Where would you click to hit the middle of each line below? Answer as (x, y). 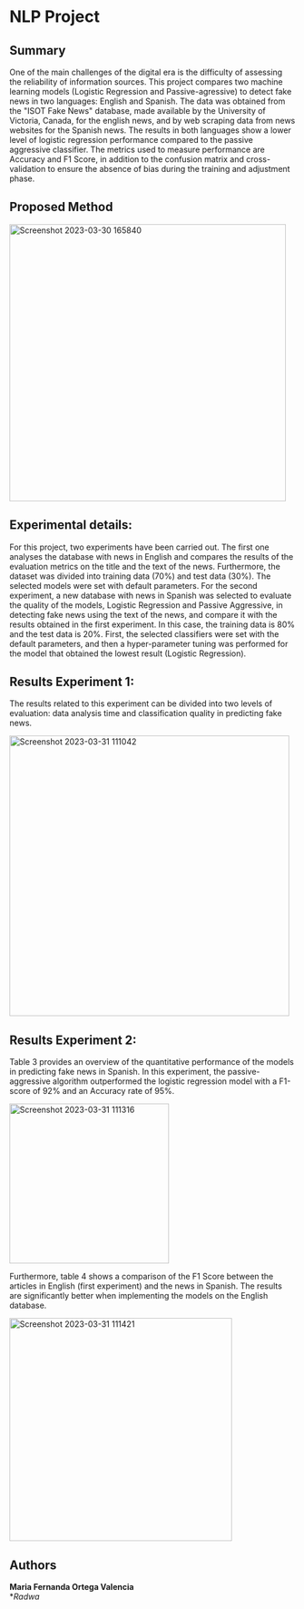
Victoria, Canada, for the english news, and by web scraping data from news (152, 121)
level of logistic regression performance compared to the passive (132, 140)
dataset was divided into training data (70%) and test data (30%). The (140, 576)
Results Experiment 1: (72, 682)
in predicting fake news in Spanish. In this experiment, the (118, 1072)
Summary (38, 51)
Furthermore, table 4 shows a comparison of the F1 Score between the (142, 1277)
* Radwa (25, 1597)
